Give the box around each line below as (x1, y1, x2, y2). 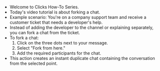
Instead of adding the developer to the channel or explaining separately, (9, 25, 154, 30)
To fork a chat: (9, 35, 39, 41)
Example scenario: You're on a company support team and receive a (9, 14, 146, 20)
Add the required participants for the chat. (16, 50, 101, 56)
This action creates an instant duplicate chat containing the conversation (9, 56, 155, 61)
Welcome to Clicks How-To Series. (9, 4, 79, 10)
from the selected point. (9, 60, 58, 66)
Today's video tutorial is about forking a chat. (9, 9, 100, 15)
